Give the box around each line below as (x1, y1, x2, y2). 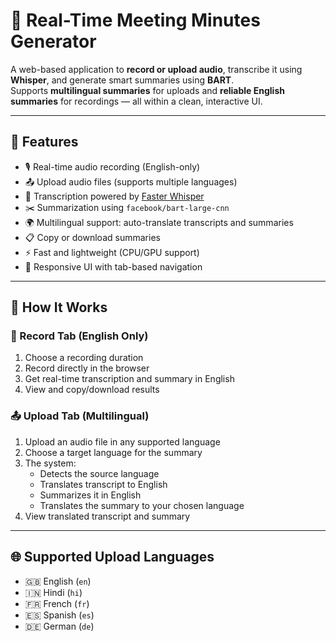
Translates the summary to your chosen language (39, 499, 245, 511)
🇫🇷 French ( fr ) (24, 597, 90, 609)
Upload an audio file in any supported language (24, 435, 221, 448)
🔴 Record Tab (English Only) (10, 329, 149, 343)
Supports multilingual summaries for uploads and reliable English (10, 84, 285, 96)
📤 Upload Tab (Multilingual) (10, 409, 150, 423)
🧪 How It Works (10, 299, 108, 316)
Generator (10, 30, 97, 53)
